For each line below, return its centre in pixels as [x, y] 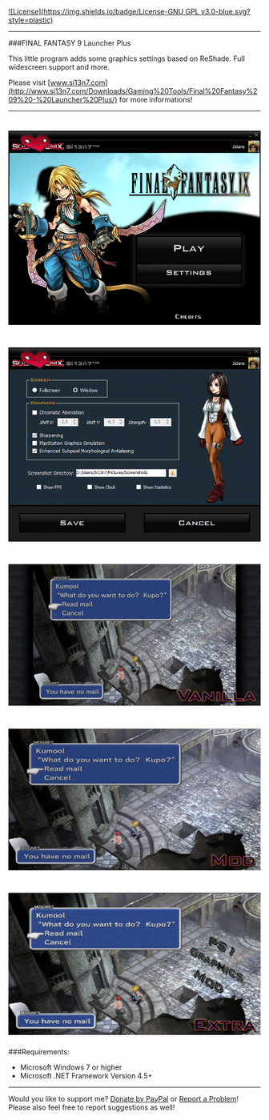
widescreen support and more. [59, 67]
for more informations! [156, 100]
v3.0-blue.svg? [225, 12]
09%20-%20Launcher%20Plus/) [63, 100]
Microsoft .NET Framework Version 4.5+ [86, 1075]
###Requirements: [39, 1051]
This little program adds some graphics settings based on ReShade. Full [127, 58]
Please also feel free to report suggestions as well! [92, 1107]
